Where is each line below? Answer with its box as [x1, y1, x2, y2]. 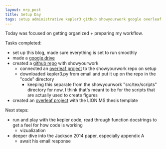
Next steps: [5, 107, 29, 113]
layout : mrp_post [5, 7, 41, 12]
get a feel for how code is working [12, 122, 83, 128]
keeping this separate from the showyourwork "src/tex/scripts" [27, 81, 157, 87]
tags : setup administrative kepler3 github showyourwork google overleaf [5, 16, 162, 21]
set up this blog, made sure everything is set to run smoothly [12, 49, 137, 55]
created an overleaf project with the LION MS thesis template [12, 97, 138, 103]
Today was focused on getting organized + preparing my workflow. [5, 30, 143, 36]
